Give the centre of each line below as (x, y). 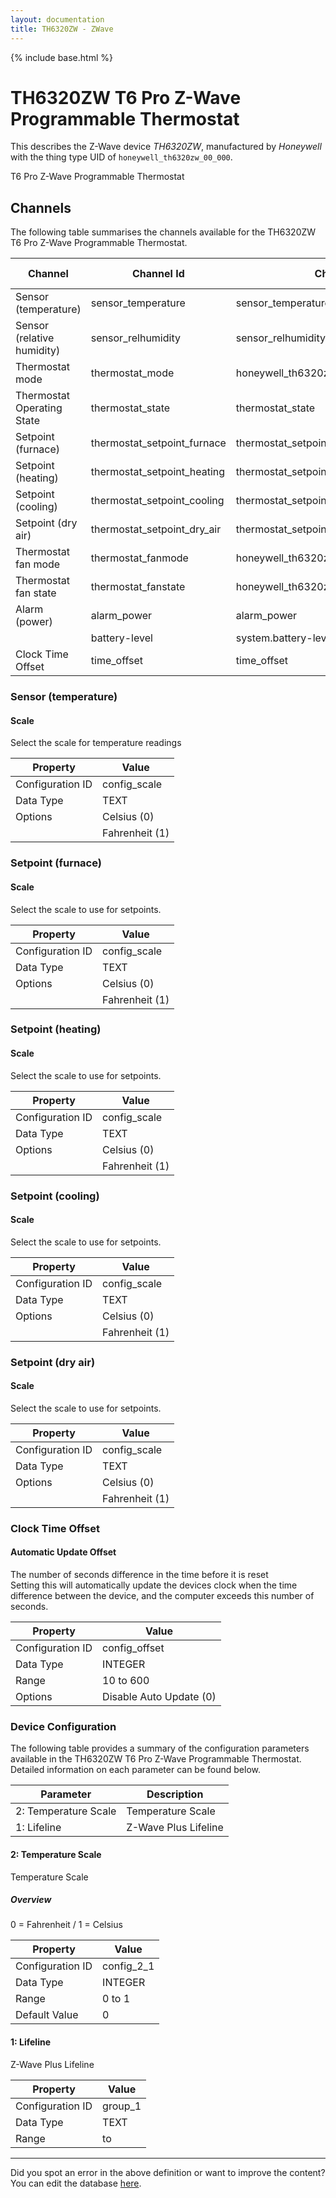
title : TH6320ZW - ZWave (62, 29)
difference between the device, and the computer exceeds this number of (162, 1595)
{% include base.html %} (61, 57)
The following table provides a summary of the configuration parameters (160, 1748)
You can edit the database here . (76, 2183)
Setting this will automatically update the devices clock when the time (154, 1585)
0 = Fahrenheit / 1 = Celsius (66, 1925)
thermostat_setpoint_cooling (157, 501)
